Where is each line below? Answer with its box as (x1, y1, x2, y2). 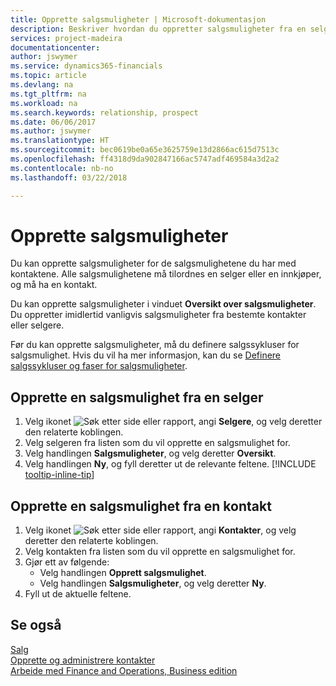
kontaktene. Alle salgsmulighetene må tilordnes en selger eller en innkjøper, (10, 268, 322, 280)
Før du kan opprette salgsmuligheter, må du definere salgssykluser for (10, 339, 300, 351)
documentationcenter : (10, 42, 101, 53)
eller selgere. (10, 319, 65, 331)
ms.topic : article (10, 71, 87, 81)
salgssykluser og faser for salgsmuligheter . (10, 360, 188, 372)
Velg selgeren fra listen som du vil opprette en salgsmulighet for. (24, 437, 291, 449)
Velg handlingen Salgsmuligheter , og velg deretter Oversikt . (24, 447, 277, 460)
